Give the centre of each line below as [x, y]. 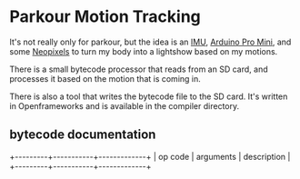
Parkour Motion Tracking [105, 17]
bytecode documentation [83, 135]
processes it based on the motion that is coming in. [105, 78]
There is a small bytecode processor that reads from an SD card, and [139, 69]
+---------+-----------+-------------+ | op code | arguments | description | [150, 156]
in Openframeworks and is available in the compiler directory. [124, 105]
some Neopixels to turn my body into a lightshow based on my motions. [144, 51]
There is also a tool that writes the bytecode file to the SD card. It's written [149, 96]
